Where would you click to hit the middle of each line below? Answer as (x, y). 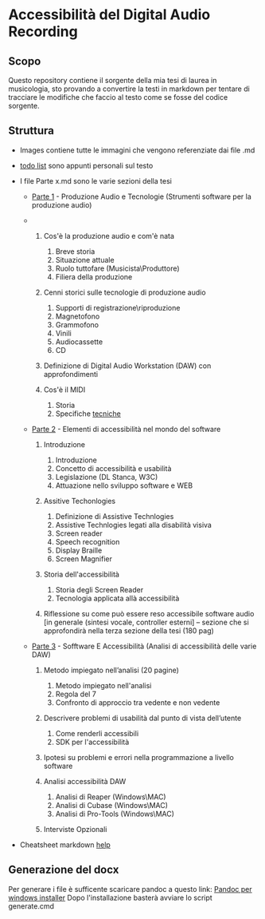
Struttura (31, 131)
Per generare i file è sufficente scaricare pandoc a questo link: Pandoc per (130, 889)
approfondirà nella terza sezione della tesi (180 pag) (129, 630)
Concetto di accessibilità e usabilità (113, 468)
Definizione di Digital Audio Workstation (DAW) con (127, 366)
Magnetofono (78, 316)
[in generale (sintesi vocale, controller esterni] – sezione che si (146, 622)
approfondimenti (70, 374)
